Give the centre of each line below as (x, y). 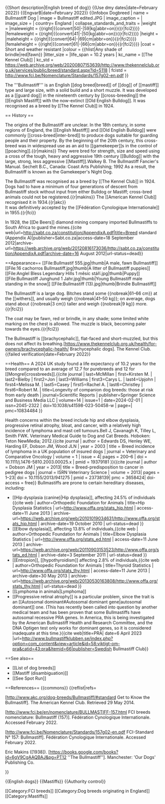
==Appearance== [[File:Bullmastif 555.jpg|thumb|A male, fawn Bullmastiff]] (82, 263)
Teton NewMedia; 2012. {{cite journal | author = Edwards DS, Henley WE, (79, 441)
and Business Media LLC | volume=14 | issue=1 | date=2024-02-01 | (74, 400)
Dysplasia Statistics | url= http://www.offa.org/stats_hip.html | (74, 508)
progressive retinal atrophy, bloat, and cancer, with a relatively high (73, 425)
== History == (19, 115)
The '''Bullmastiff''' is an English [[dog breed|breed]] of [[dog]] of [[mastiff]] (82, 85)
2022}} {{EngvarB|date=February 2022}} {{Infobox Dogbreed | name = (77, 13)
